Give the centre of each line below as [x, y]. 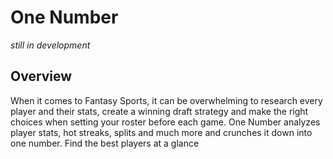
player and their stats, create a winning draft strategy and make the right [159, 111]
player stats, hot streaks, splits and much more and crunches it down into [161, 132]
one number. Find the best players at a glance [105, 143]
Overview [41, 76]
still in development [50, 45]
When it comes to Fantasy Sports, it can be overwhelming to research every [166, 100]
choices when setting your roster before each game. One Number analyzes [165, 122]
